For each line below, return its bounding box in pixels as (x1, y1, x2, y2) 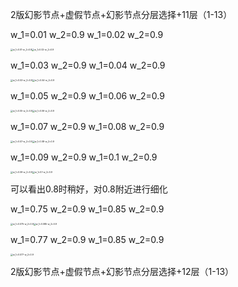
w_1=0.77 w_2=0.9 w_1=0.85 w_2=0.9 (10, 234, 165, 245)
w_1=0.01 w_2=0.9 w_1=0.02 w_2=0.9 (10, 29, 164, 40)
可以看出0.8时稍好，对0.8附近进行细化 (10, 183, 168, 195)
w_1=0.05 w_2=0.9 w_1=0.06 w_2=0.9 (10, 90, 165, 102)
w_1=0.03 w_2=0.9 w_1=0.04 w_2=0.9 (10, 59, 166, 71)
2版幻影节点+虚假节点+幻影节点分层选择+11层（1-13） (10, 9, 233, 20)
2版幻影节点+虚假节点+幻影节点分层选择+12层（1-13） (10, 266, 235, 277)
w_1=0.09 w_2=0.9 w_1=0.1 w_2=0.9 (10, 151, 158, 163)
